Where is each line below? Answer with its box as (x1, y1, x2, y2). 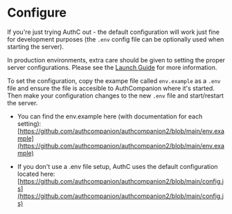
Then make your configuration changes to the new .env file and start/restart (7, 91, 224, 100)
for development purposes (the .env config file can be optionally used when (7, 35, 224, 43)
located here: (17, 170, 55, 178)
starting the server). (7, 42, 64, 51)
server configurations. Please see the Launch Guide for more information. (7, 63, 217, 71)
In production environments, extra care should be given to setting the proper (7, 55, 226, 64)
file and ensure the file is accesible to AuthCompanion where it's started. (7, 84, 215, 92)
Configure (7, 5, 67, 21)
